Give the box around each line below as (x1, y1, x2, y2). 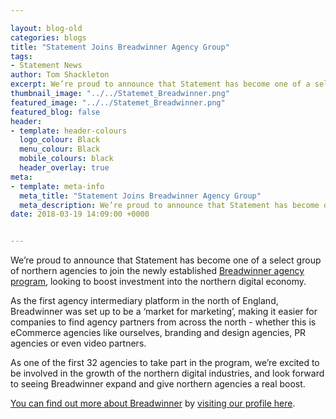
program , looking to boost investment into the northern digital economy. (10, 276, 307, 288)
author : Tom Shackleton (10, 70, 110, 80)
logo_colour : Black (19, 135, 101, 145)
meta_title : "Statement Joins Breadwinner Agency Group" (19, 191, 262, 201)
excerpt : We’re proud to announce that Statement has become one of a (10, 79, 311, 90)
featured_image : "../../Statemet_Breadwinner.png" (10, 97, 226, 108)
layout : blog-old (10, 23, 83, 33)
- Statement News (10, 61, 83, 71)
